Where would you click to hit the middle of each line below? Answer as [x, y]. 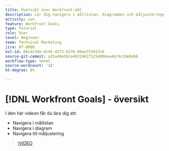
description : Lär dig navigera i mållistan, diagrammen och [70, 14]
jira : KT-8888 [20, 47]
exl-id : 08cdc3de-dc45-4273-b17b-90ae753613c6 [55, 51]
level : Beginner [22, 38]
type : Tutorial [21, 28]
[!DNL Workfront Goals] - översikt [77, 99]
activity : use [20, 19]
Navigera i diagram [32, 128]
